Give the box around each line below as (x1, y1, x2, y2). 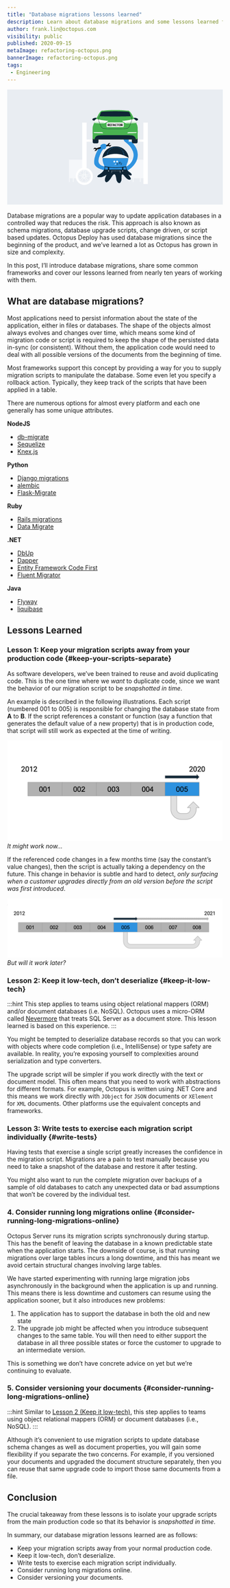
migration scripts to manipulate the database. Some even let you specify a (7, 371, 216, 379)
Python (7, 460, 29, 469)
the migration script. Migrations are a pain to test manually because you (7, 1155, 210, 1163)
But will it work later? (7, 958, 66, 967)
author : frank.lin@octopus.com (7, 25, 97, 32)
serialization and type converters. (7, 1057, 102, 1065)
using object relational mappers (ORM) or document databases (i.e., (7, 1414, 199, 1423)
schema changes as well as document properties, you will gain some (7, 1443, 202, 1451)
